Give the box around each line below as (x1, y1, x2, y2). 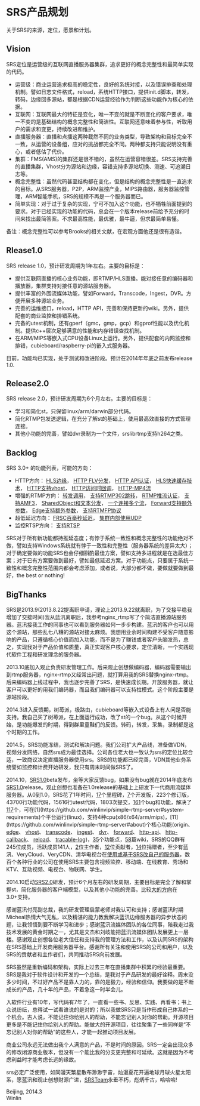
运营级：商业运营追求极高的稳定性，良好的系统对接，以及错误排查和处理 (14, 81, 192, 88)
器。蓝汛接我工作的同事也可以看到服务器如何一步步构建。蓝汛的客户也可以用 (6, 621, 194, 628)
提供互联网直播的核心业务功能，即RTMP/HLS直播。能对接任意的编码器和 (14, 275, 193, 282)
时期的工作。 (11, 729, 43, 735)
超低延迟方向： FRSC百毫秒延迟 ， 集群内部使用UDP (14, 515, 142, 522)
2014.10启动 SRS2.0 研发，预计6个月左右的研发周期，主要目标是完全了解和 (6, 879, 186, 885)
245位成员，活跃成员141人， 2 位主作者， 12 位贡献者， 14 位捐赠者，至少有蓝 (6, 843, 189, 851)
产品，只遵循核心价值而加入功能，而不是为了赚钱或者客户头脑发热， (16, 636, 183, 643)
